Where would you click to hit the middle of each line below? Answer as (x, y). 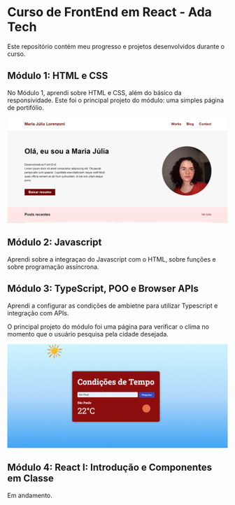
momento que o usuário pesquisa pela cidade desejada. (88, 334)
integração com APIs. (38, 313)
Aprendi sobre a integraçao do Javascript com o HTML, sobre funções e (112, 259)
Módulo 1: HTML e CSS (58, 76)
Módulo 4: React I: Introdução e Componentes (109, 468)
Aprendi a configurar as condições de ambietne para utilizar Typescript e (113, 306)
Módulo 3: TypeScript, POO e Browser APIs (103, 289)
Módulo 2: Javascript (55, 242)
